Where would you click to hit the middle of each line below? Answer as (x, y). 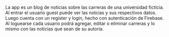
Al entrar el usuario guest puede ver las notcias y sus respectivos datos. (81, 13)
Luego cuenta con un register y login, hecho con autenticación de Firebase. (85, 18)
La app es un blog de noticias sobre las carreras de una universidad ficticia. (85, 7)
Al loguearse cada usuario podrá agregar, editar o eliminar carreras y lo (80, 23)
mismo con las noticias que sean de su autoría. (54, 29)
